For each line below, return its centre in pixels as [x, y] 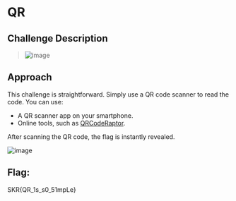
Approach [30, 77]
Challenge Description [58, 38]
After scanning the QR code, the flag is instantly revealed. [91, 136]
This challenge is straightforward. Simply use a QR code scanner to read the [118, 94]
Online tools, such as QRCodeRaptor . [71, 123]
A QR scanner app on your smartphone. [75, 115]
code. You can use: [35, 102]
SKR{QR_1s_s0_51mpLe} [42, 189]
